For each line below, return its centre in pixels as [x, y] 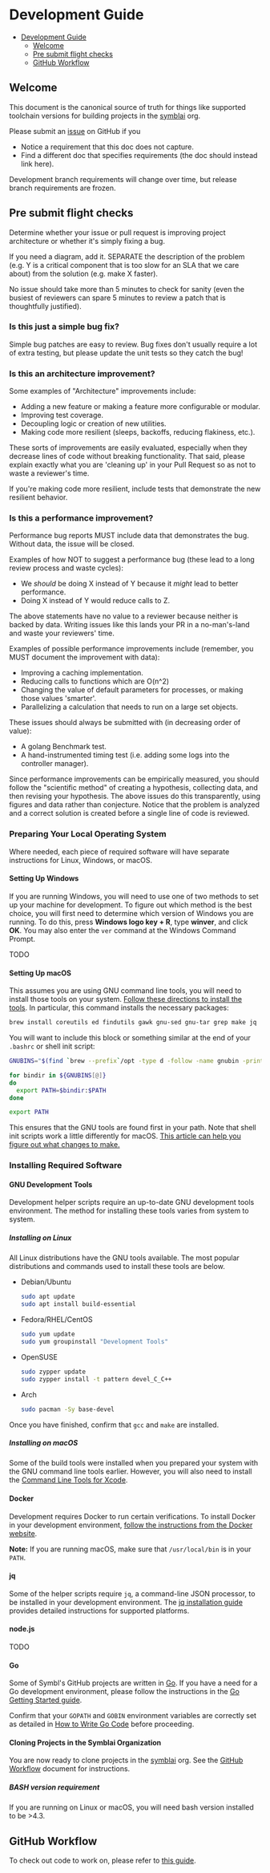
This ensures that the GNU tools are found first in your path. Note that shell [133, 1128]
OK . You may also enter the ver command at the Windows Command [123, 930]
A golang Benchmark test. [64, 747]
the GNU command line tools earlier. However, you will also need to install [131, 1472]
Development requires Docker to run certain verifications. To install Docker [132, 1516]
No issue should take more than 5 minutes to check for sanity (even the [127, 289]
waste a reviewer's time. [49, 473]
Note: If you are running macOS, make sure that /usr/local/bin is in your [130, 1549]
